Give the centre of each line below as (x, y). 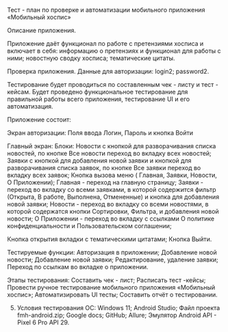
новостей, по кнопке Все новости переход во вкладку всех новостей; (110, 153)
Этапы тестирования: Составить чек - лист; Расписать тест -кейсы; (106, 280)
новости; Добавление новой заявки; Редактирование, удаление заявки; (113, 260)
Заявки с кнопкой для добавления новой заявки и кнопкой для (99, 161)
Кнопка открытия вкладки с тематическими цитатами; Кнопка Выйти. (110, 239)
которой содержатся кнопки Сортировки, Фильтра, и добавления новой (113, 211)
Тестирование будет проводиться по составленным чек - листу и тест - (113, 84)
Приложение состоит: (39, 120)
